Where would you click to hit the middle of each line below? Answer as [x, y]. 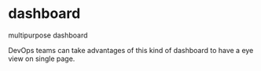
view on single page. [42, 59]
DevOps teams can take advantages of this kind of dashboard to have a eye [131, 50]
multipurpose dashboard [48, 35]
